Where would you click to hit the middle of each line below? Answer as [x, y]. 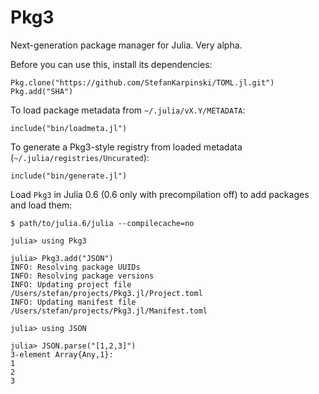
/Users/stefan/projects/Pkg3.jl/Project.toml [106, 293]
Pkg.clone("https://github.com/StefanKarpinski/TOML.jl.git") [142, 82]
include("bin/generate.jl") [69, 176]
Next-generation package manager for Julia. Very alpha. [126, 45]
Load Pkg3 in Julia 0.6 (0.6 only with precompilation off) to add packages [160, 194]
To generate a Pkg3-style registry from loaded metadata [126, 147]
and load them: [41, 205]
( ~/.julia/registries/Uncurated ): [80, 157]
